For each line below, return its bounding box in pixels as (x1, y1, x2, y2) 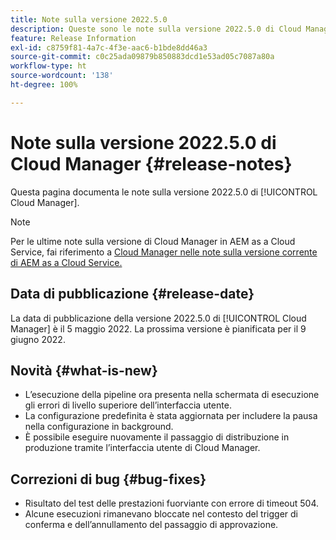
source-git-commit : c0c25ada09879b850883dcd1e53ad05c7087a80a (10, 52, 275, 62)
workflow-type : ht (10, 61, 87, 71)
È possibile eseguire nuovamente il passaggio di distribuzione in (24, 431, 290, 443)
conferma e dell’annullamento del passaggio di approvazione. (24, 519, 279, 531)
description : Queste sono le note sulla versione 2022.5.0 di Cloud (10, 24, 302, 34)
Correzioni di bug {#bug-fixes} (10, 471, 207, 488)
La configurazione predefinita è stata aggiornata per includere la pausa (24, 410, 318, 422)
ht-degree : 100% (10, 80, 78, 90)
